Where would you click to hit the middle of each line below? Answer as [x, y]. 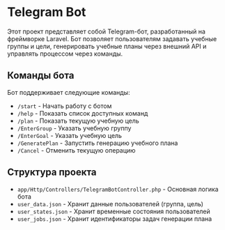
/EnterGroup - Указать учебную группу [74, 128]
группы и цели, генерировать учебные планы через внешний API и [107, 46]
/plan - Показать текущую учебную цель [78, 121]
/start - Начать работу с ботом [64, 106]
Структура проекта [52, 172]
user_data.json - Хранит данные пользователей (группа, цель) [110, 204]
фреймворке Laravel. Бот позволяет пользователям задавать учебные [112, 38]
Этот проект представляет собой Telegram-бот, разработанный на [106, 31]
